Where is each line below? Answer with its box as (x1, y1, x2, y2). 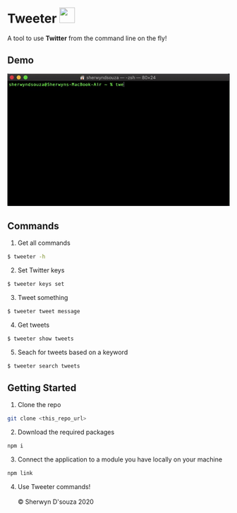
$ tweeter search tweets (7, 362, 80, 370)
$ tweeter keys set (7, 281, 65, 288)
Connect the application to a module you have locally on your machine (17, 455, 223, 464)
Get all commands (17, 239, 71, 247)
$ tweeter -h (7, 253, 46, 260)
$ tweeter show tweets (7, 335, 74, 342)
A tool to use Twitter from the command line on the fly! (7, 34, 167, 42)
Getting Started (7, 382, 77, 394)
